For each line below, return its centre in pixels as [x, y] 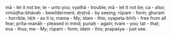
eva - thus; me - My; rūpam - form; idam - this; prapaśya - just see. [76, 29]
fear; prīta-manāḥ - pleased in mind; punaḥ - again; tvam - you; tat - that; [82, 23]
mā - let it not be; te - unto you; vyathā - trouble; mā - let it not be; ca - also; [85, 7]
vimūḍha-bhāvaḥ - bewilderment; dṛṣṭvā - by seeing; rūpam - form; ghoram [85, 13]
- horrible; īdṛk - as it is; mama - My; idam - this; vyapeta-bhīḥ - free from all [86, 18]
